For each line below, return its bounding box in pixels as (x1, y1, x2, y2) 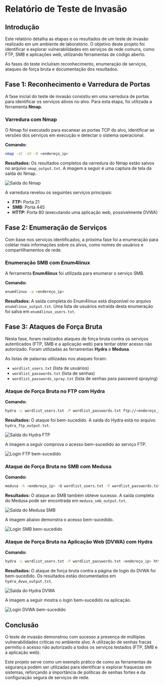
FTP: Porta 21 (12, 199, 40, 205)
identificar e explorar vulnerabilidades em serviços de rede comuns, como (5, 47, 155, 52)
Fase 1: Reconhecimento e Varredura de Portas (5, 80, 150, 89)
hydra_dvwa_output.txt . (5, 578, 53, 584)
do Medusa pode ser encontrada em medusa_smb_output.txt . (5, 498, 127, 504)
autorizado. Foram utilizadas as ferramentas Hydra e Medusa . (5, 346, 130, 352)
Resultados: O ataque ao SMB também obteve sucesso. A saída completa (5, 493, 154, 498)
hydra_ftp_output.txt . (5, 422, 50, 428)
